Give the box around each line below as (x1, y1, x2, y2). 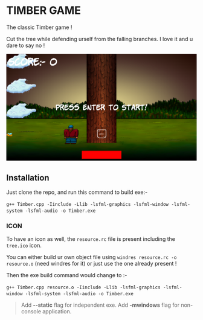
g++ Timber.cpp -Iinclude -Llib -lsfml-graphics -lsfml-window (6, 202, 169, 208)
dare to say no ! (6, 42, 45, 49)
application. (42, 308, 72, 315)
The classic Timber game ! (6, 24, 72, 31)
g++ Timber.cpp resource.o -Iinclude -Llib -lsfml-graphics (6, 284, 161, 290)
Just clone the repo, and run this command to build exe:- (6, 188, 148, 196)
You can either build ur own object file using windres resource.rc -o (6, 254, 177, 261)
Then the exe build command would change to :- (6, 272, 127, 279)
